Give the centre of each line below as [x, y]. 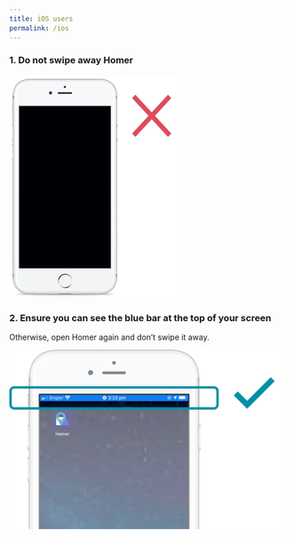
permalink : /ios [39, 28]
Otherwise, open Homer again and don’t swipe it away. [110, 337]
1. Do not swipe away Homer [72, 60]
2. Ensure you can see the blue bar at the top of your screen [140, 318]
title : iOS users [41, 19]
